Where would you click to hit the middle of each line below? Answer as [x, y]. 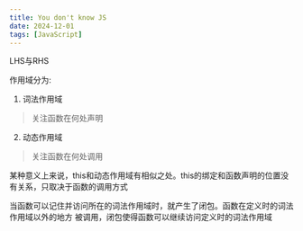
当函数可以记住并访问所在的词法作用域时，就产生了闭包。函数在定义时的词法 [151, 206]
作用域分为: [31, 80]
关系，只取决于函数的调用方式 [72, 187]
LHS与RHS [29, 61]
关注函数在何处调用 [67, 156]
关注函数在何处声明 [67, 119]
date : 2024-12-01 [42, 26]
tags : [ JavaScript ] [46, 34]
